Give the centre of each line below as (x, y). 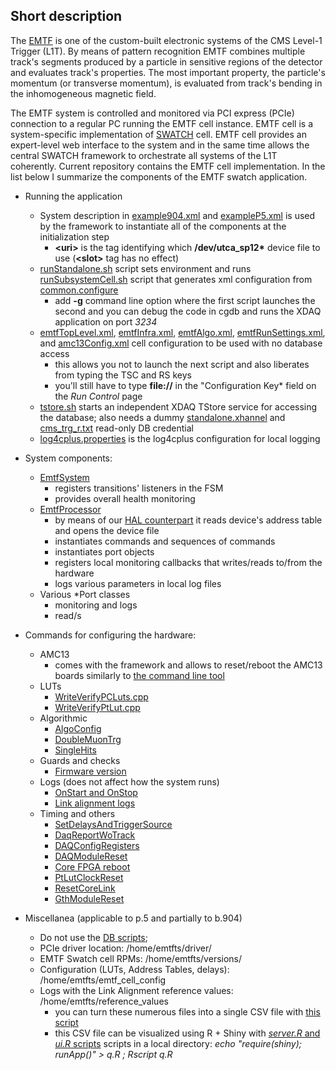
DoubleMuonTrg (88, 739)
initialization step (74, 236)
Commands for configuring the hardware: (110, 635)
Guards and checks (80, 760)
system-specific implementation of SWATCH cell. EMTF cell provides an (158, 134)
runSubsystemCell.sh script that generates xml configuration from (176, 279)
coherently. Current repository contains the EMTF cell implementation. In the (168, 166)
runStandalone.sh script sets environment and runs (145, 268)
